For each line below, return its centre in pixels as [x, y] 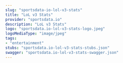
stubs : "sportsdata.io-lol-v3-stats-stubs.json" [57, 48]
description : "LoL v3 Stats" [36, 24]
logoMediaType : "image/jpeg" [36, 34]
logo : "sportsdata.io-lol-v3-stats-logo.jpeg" [55, 29]
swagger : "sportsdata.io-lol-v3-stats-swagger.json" [62, 52]
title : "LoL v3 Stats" [29, 15]
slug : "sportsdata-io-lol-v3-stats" [44, 10]
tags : [11, 39]
